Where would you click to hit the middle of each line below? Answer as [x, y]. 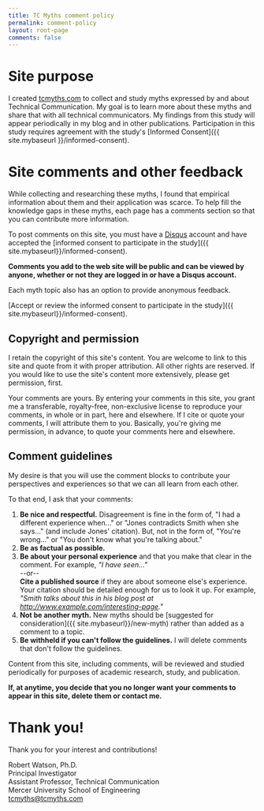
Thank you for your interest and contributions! [83, 749]
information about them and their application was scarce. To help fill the [125, 203]
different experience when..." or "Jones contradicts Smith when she [129, 522]
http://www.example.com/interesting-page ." [91, 606]
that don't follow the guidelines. [71, 648]
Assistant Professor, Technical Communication [84, 781]
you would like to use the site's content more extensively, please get [119, 374]
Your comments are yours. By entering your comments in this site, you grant [132, 398]
